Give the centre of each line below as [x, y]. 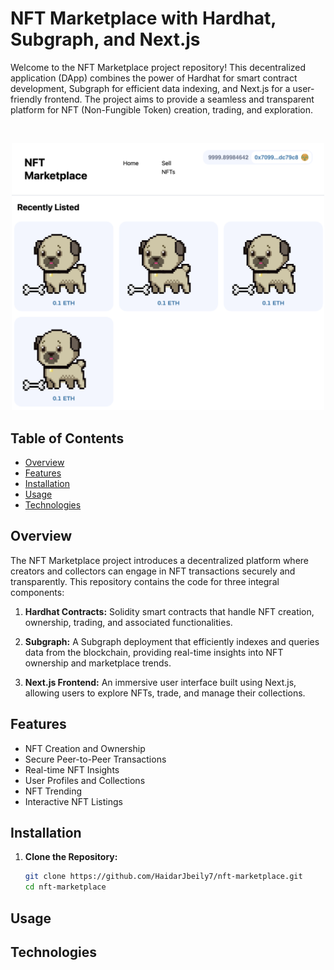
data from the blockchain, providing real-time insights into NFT [154, 652]
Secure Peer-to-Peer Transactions [95, 759]
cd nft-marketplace [65, 887]
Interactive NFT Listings [73, 801]
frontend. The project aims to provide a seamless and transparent [179, 99]
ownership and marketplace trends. [98, 663]
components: [37, 592]
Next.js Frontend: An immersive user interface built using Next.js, [160, 682]
